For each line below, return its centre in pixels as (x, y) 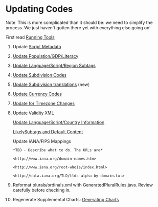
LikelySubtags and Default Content (48, 132)
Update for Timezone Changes (44, 103)
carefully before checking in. (42, 190)
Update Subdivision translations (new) (51, 84)
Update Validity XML (33, 113)
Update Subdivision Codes (39, 75)
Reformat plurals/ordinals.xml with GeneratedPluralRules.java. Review (83, 185)
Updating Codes (39, 9)
